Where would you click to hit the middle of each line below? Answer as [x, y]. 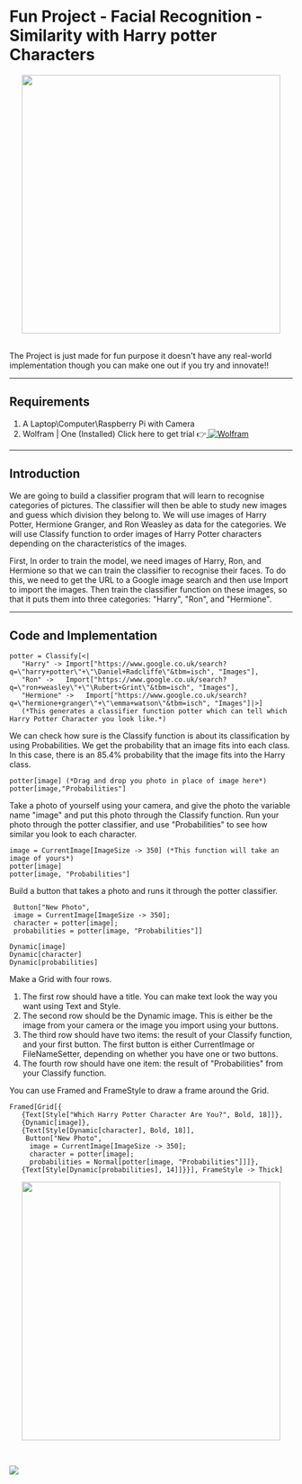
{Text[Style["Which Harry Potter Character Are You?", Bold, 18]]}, [152, 1115]
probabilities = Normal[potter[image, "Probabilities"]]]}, [144, 1162]
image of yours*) [42, 859]
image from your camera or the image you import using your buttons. [150, 1025]
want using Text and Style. [71, 1006]
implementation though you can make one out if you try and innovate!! [139, 365]
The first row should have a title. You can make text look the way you [150, 997]
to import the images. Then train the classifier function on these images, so [148, 589]
